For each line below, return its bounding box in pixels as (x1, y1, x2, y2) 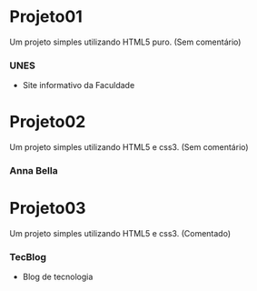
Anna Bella (9, 165, 58, 177)
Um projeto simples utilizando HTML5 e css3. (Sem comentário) (9, 142, 249, 153)
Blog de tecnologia (22, 271, 94, 283)
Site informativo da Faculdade (22, 80, 135, 91)
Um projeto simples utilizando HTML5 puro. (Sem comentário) (9, 36, 242, 47)
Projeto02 (9, 112, 86, 133)
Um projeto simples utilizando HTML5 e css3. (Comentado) (9, 228, 232, 239)
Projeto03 (9, 198, 86, 219)
